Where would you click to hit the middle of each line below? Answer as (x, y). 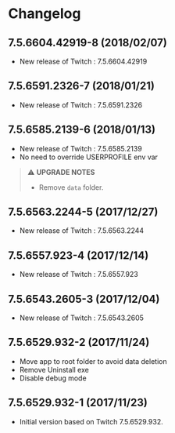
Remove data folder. (71, 187)
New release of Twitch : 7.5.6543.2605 (82, 318)
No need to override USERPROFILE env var (89, 157)
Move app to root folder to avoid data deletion (93, 361)
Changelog (45, 14)
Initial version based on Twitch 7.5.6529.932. (91, 421)
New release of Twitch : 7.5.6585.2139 (80, 148)
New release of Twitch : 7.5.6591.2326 (81, 105)
